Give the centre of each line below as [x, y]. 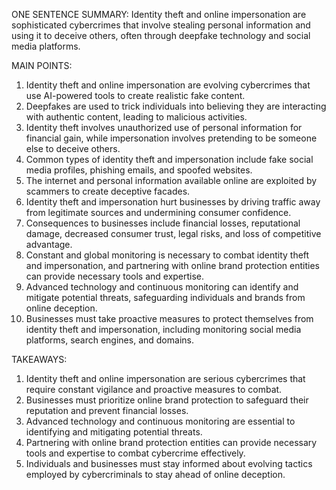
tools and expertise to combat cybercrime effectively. [135, 453]
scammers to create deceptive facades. [108, 191]
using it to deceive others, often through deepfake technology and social [161, 35]
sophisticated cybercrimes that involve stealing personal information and [161, 25]
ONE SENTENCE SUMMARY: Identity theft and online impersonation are [159, 14]
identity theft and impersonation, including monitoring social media [163, 329]
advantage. [49, 244]
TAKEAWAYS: [39, 359]
